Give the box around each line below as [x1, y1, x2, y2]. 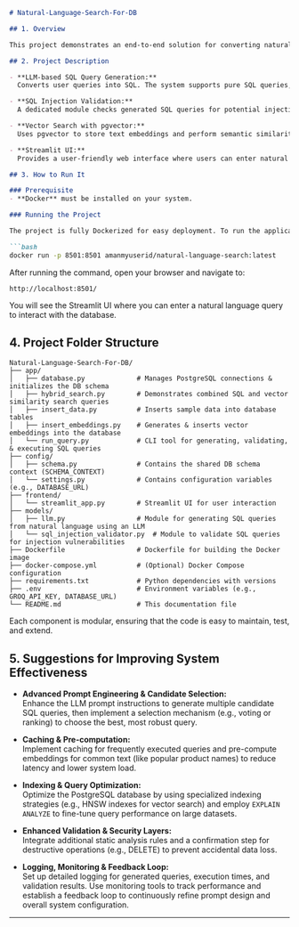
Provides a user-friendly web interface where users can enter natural [17, 154, 289, 163]
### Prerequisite [9, 186, 74, 195]
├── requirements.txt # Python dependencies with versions [9, 577, 277, 586]
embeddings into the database [9, 428, 122, 438]
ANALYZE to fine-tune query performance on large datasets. [21, 809, 238, 819]
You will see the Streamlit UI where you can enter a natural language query [9, 299, 283, 311]
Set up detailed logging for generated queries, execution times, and [21, 871, 270, 882]
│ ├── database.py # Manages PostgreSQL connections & [9, 374, 273, 383]
